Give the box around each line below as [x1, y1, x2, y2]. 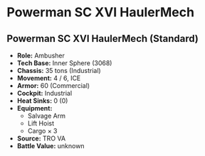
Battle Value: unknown [16, 142, 85, 150]
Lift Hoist [27, 119, 55, 128]
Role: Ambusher [16, 51, 65, 60]
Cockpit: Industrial [16, 89, 73, 97]
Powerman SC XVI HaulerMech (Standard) [6, 33, 199, 45]
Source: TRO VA [16, 134, 65, 143]
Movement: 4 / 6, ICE [16, 74, 81, 82]
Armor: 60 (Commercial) [16, 82, 90, 89]
